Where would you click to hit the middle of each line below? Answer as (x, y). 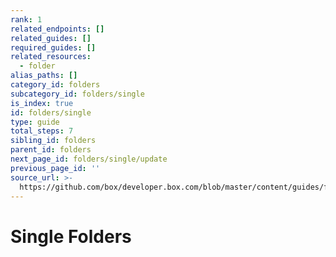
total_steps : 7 (42, 131)
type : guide (35, 122)
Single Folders (71, 236)
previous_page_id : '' (55, 168)
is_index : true (42, 103)
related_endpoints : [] (57, 29)
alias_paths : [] (44, 76)
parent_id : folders (51, 150)
